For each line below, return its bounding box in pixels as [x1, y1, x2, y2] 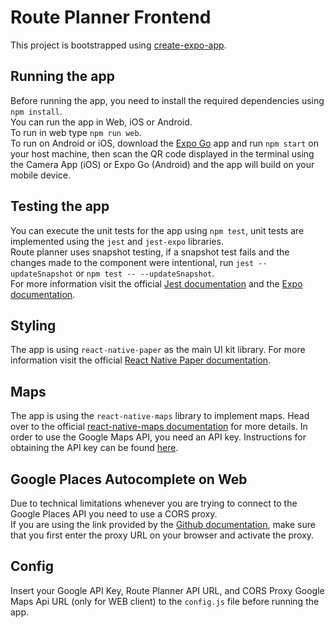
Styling [10, 317, 57, 334]
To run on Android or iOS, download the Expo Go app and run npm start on [10, 137, 319, 149]
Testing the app [10, 198, 110, 215]
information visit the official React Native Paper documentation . [10, 354, 272, 366]
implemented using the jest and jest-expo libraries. [10, 235, 224, 247]
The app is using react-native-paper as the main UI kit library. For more [10, 344, 306, 356]
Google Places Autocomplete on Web [10, 471, 248, 488]
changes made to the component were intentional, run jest [10, 256, 255, 268]
